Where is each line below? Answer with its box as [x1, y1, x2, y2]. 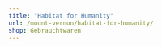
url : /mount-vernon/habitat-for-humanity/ [8, 19, 154, 27]
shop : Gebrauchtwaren [8, 26, 82, 34]
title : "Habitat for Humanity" [8, 11, 114, 20]
